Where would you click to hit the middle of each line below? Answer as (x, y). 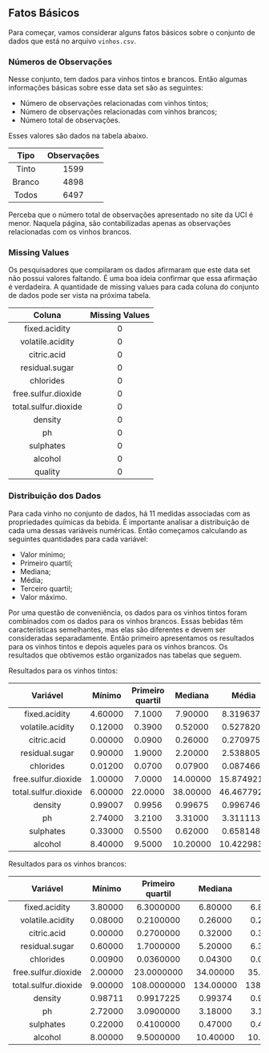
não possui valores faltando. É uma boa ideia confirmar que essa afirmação (133, 279)
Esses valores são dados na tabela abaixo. (78, 136)
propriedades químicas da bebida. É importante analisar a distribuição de (129, 522)
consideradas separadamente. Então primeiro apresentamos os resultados (131, 638)
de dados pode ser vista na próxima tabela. (80, 295)
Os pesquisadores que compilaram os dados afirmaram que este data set (129, 270)
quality (47, 472)
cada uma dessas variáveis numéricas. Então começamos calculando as (128, 530)
